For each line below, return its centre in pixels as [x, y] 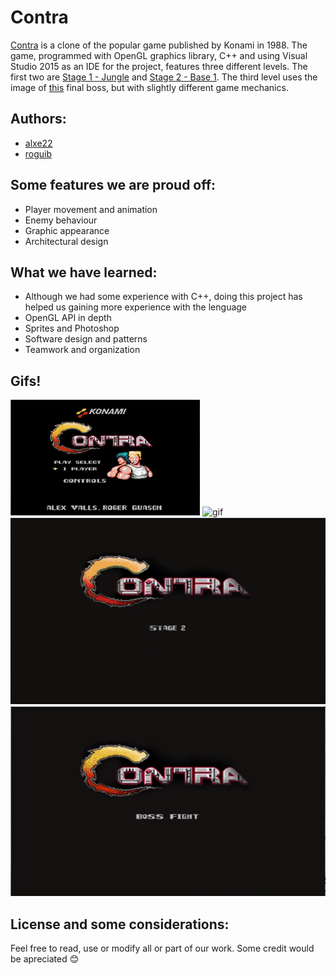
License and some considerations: [120, 924]
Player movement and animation [91, 209]
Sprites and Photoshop [72, 328]
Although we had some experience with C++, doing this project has [163, 297]
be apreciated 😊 [45, 959]
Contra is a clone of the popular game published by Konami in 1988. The [159, 45]
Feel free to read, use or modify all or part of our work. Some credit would [162, 948]
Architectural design [66, 241]
